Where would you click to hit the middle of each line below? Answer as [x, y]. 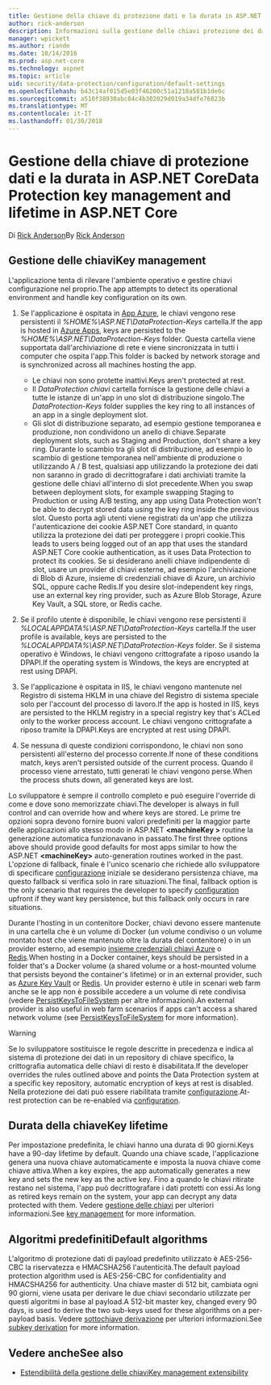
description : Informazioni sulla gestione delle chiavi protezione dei [131, 31]
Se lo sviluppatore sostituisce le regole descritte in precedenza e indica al [131, 1048]
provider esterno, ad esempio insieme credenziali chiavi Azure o [115, 948]
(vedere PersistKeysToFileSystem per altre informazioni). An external [122, 1000]
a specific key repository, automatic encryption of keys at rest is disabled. [131, 1083]
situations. [25, 907]
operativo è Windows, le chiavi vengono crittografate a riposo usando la [140, 654]
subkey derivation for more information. [74, 1328]
